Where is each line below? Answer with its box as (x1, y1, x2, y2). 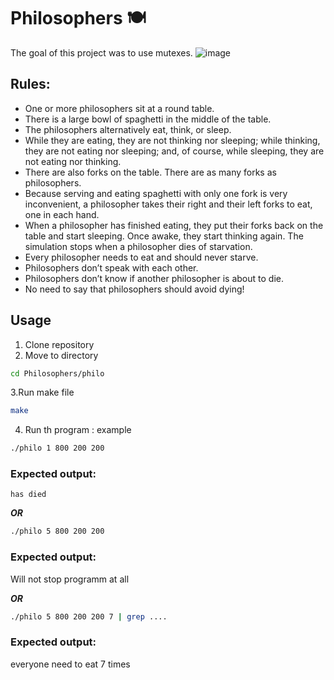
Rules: (10, 76, 51, 93)
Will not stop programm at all (10, 573, 130, 585)
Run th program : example (24, 424, 132, 436)
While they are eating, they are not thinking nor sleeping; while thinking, (24, 134, 321, 146)
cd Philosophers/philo (10, 368, 105, 379)
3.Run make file (10, 386, 75, 399)
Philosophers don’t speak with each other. (24, 261, 199, 274)
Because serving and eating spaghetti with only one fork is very (24, 187, 288, 199)
